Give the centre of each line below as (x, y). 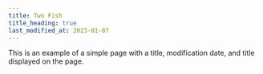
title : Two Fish (35, 16)
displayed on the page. (46, 61)
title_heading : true (43, 23)
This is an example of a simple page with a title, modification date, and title (131, 53)
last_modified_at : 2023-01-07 (59, 30)
